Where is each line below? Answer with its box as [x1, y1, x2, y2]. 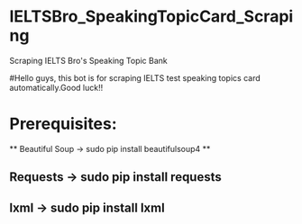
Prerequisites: [9, 114, 117, 134]
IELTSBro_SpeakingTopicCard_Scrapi [9, 6, 294, 27]
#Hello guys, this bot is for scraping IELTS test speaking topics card [9, 72, 261, 83]
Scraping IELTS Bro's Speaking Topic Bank [9, 55, 169, 66]
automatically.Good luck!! [9, 82, 104, 93]
